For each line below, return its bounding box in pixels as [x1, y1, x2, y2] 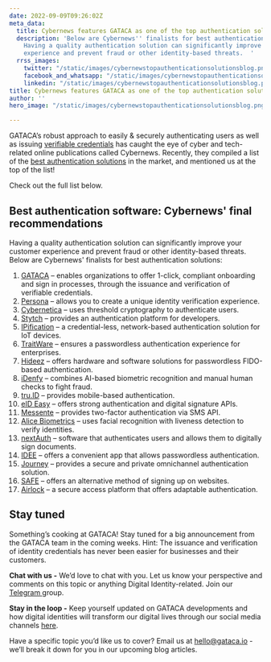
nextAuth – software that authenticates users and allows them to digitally [20, 432, 262, 443]
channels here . [9, 620, 59, 630]
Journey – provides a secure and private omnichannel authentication [20, 458, 248, 468]
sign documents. [20, 441, 77, 451]
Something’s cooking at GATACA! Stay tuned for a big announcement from [9, 529, 256, 539]
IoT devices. [20, 330, 62, 340]
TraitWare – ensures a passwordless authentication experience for [20, 339, 240, 349]
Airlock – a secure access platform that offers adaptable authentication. [20, 484, 258, 494]
